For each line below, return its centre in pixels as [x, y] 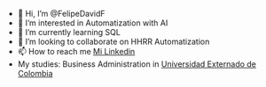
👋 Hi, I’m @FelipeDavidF [61, 14]
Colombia [35, 73]
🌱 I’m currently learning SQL [69, 32]
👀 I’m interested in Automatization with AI [93, 23]
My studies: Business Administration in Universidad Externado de [137, 64]
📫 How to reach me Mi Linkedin [76, 51]
